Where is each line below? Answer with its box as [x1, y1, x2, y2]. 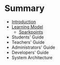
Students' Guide [11, 34, 44, 40]
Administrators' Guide [11, 44, 55, 50]
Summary [4, 3, 45, 14]
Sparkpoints [18, 29, 43, 35]
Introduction [11, 19, 36, 25]
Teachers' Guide [11, 39, 45, 45]
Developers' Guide [11, 49, 49, 55]
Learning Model [11, 24, 43, 29]
